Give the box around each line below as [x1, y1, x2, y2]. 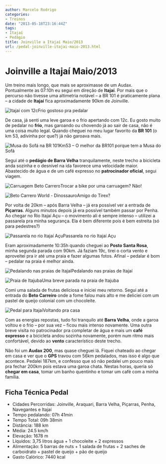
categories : [5, 12, 30, 17]
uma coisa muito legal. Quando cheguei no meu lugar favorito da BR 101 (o [5, 128, 157, 133]
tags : [5, 26, 16, 31]
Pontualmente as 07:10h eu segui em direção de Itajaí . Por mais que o [5, 87, 148, 93]
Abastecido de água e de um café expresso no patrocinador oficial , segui [5, 168, 157, 174]
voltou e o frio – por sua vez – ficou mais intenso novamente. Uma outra [5, 322, 152, 328]
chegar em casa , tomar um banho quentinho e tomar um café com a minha [5, 368, 159, 375]
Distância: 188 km [12, 422, 49, 428]
